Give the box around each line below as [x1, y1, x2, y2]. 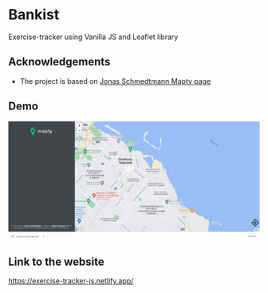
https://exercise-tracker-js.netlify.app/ [8, 276, 134, 286]
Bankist [8, 6, 60, 24]
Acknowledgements [8, 55, 111, 69]
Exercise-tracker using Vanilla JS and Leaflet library [8, 32, 179, 42]
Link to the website [8, 255, 105, 268]
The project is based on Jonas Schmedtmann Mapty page [19, 76, 211, 85]
